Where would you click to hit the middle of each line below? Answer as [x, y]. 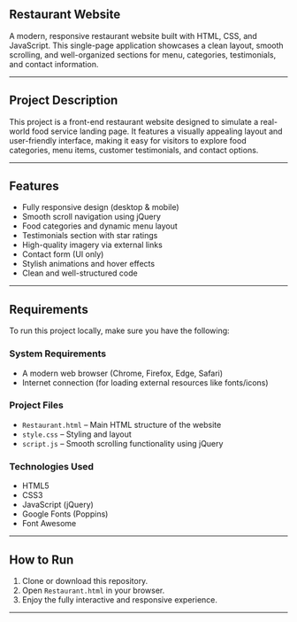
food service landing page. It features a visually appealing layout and [157, 131]
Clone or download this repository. [85, 580]
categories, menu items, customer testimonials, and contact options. [134, 150]
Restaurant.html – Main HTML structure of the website [122, 424]
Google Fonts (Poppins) [65, 514]
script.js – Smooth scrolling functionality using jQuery [122, 443]
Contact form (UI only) [63, 254]
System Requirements [58, 354]
